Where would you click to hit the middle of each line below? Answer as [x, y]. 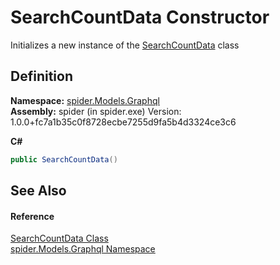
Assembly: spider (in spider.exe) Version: [96, 111]
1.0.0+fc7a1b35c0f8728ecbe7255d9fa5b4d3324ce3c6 [123, 122]
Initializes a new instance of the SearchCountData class [125, 45]
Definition [41, 76]
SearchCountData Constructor [140, 17]
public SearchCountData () [64, 159]
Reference [32, 216]
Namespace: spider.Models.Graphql [85, 100]
